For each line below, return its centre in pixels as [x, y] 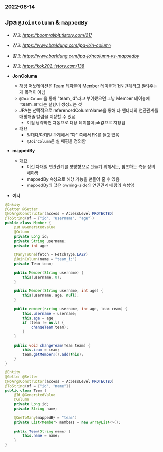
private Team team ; [34, 264]
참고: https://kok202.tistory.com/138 [48, 66]
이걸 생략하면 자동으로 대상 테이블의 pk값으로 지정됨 [76, 123]
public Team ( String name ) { [42, 431]
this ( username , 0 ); [42, 277]
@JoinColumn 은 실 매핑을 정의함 [56, 141]
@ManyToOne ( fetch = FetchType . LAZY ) [51, 255]
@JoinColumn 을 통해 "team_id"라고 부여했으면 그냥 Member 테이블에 [84, 98]
